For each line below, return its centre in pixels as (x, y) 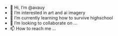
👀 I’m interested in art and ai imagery (48, 13)
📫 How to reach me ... (33, 28)
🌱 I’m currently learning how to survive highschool (61, 18)
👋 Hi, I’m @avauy (27, 8)
